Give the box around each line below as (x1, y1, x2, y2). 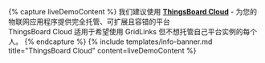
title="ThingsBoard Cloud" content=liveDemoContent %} (8, 46, 197, 55)
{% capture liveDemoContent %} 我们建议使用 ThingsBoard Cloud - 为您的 (8, 7, 258, 16)
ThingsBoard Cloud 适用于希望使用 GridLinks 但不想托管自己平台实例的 (8, 27, 243, 36)
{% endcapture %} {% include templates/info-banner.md (23, 37, 213, 46)
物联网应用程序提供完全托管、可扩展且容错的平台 (8, 17, 170, 26)
